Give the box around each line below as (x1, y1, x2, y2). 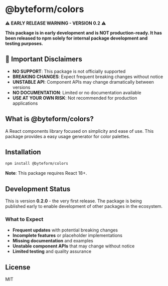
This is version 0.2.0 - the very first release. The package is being (5, 198, 142, 204)
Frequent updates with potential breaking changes (12, 227, 118, 233)
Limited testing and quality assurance (12, 248, 92, 254)
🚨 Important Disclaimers (5, 55, 83, 64)
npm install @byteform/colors (5, 161, 69, 166)
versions (12, 84, 31, 90)
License (5, 263, 31, 271)
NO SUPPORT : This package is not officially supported (12, 68, 126, 74)
